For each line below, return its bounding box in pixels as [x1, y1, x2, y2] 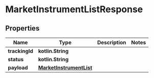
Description [97, 39, 126, 46]
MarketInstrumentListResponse [5, 4, 143, 15]
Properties [5, 24, 40, 33]
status [8, 56, 24, 63]
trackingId [8, 47, 34, 55]
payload [8, 64, 28, 71]
